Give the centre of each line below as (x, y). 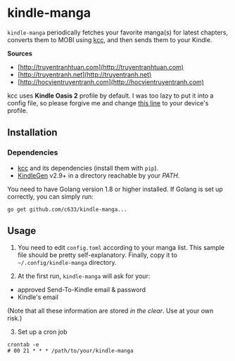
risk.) (15, 318)
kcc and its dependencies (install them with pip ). (88, 168)
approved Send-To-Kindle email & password (82, 290)
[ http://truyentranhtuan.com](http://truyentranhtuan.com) (101, 67)
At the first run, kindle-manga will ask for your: (84, 276)
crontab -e (23, 345)
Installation (32, 132)
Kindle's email (38, 297)
